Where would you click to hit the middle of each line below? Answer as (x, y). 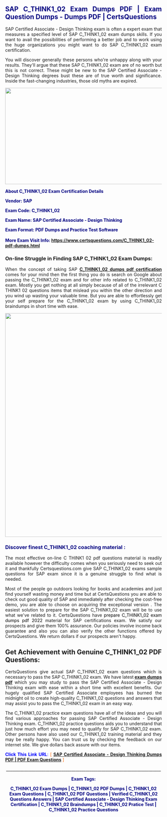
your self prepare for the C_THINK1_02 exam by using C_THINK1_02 (83, 301)
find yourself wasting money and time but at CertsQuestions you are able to (83, 594)
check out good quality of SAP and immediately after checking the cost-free (83, 599)
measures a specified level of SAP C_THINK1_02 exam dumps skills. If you (83, 34)
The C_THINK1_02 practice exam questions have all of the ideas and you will (83, 713)
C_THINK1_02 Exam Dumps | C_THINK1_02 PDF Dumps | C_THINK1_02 (83, 789)
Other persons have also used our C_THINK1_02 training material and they (83, 734)
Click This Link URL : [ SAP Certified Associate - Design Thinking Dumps (84, 754)
